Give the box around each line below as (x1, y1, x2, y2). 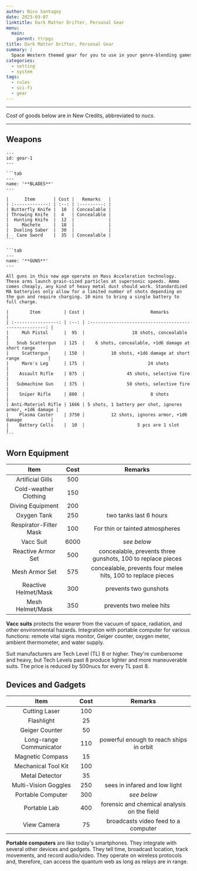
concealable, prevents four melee (90, 564, 184, 572)
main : (11, 30, 25, 36)
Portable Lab (23, 804, 59, 812)
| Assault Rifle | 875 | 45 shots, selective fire (6, 371, 191, 377)
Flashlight (28, 717, 55, 725)
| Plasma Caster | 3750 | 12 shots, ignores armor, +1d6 (6, 412, 188, 418)
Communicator (21, 743, 62, 751)
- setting (11, 63, 35, 69)
